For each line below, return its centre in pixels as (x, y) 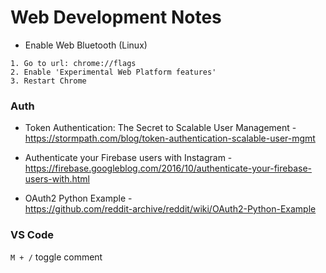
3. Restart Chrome (48, 81)
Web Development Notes (116, 17)
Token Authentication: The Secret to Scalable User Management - (160, 128)
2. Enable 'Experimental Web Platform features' (113, 72)
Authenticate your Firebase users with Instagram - (128, 158)
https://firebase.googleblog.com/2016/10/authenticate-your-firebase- (168, 168)
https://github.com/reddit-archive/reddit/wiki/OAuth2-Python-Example (170, 209)
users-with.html (57, 179)
